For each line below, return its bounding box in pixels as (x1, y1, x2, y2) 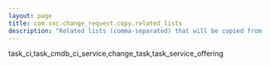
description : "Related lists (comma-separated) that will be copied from (8, 27, 263, 35)
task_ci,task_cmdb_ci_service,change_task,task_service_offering (8, 49, 224, 59)
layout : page (8, 11, 53, 20)
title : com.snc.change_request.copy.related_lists (8, 19, 183, 27)
